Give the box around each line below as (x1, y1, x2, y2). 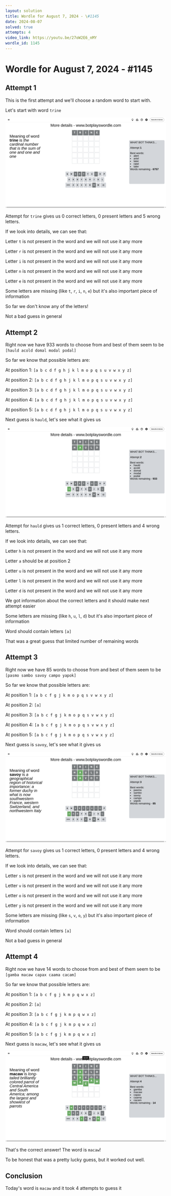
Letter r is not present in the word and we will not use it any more (5, 248, 143, 254)
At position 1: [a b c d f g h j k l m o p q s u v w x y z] (5, 367, 132, 373)
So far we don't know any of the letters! (5, 303, 88, 310)
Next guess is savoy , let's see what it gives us (5, 741, 101, 747)
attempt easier (5, 603, 36, 609)
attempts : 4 (5, 30, 31, 35)
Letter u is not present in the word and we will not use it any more (5, 568, 143, 574)
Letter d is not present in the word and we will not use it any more (5, 588, 143, 594)
